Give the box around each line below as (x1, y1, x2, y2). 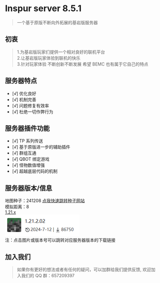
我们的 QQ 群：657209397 (21, 273, 75, 278)
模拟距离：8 (5, 204, 29, 210)
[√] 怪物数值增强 (12, 162, 45, 168)
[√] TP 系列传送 (12, 138, 43, 144)
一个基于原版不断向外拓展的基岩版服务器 (16, 19, 98, 25)
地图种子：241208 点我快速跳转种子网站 (5, 198, 85, 204)
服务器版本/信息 (5, 184, 52, 192)
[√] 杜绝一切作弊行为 (12, 109, 53, 115)
